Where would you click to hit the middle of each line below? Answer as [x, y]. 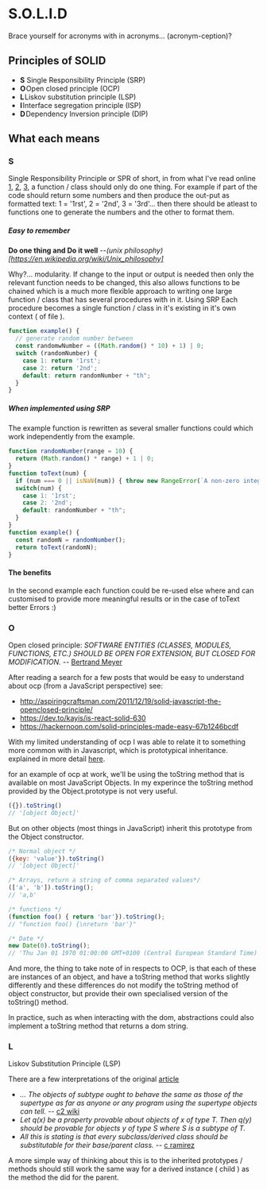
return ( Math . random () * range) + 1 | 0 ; [85, 459]
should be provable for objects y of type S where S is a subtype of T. [133, 1128]
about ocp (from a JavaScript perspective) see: [85, 686]
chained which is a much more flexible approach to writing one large [120, 292]
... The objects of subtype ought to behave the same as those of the [132, 1095]
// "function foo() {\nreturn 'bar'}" [72, 924]
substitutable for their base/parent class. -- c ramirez [107, 1146]
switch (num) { [39, 488]
